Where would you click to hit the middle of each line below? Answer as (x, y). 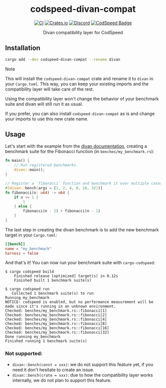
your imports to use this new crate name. (47, 119)
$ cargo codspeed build (30, 272)
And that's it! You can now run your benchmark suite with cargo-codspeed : (80, 263)
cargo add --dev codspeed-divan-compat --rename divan (63, 59)
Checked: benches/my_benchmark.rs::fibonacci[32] (57, 333)
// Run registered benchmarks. (46, 165)
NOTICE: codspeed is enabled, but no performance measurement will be (79, 302)
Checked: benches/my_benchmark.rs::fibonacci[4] (56, 320)
